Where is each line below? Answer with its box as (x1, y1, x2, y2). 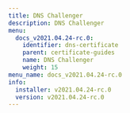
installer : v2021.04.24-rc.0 (15, 85, 112, 94)
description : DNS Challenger (8, 19, 105, 27)
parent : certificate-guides (22, 49, 115, 56)
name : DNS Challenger (22, 56, 94, 64)
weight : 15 (22, 64, 59, 72)
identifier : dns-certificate (22, 41, 119, 49)
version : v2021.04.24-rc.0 (15, 93, 105, 101)
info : (8, 78, 26, 86)
